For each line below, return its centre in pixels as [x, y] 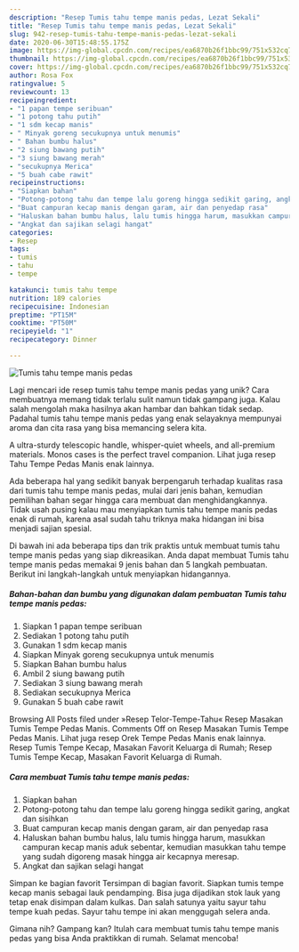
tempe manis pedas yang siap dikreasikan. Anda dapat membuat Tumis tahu [149, 555]
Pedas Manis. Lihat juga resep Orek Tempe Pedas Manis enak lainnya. [138, 738]
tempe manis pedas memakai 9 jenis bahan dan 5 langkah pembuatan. [138, 564]
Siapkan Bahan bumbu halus [74, 664]
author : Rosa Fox [41, 76]
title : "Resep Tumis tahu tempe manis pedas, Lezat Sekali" [123, 26]
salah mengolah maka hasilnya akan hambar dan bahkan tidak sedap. [137, 408]
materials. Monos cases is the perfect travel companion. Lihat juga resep [142, 454]
